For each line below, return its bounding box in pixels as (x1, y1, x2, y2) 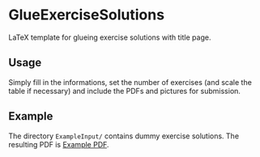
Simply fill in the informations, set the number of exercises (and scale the (8, 77, 253, 87)
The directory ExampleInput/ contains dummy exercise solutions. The (8, 131, 240, 141)
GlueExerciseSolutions (8, 6, 164, 24)
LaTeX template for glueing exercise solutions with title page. (8, 32, 211, 42)
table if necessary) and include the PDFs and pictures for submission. (8, 86, 241, 95)
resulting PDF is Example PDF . (8, 139, 109, 149)
